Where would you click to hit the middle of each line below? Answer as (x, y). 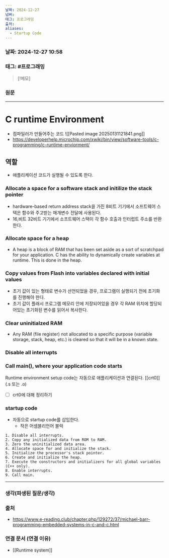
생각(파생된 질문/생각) (30, 493)
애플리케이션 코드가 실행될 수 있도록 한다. (53, 175)
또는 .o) (19, 384)
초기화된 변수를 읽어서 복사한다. (57, 310)
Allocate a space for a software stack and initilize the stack (79, 188)
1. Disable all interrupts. (35, 436)
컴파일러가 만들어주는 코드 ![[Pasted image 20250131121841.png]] (78, 134)
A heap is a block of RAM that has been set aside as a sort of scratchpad (88, 249)
